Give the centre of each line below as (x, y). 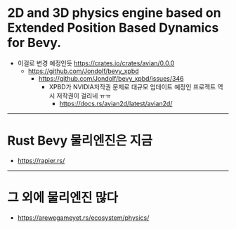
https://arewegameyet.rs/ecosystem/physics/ (83, 217)
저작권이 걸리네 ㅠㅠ (84, 96)
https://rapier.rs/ (41, 160)
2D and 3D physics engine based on (114, 13)
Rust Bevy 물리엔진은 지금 (80, 141)
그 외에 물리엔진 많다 (63, 198)
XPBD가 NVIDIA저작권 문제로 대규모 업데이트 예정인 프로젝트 (132, 86)
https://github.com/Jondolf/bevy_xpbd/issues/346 (111, 78)
